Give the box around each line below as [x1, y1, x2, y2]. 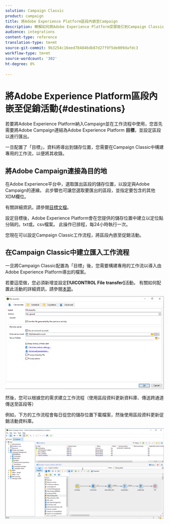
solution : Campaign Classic [5, 8, 64, 13]
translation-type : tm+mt [5, 40, 57, 45]
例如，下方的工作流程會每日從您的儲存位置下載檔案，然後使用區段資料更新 [5, 412, 159, 418]
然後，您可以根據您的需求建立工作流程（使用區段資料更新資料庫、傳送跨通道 [5, 395, 164, 401]
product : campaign [5, 13, 44, 19]
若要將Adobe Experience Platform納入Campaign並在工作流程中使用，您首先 [5, 121, 162, 127]
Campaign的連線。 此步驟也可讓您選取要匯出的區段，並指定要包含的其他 [5, 187, 156, 193]
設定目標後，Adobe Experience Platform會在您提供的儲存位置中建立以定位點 [5, 215, 163, 221]
